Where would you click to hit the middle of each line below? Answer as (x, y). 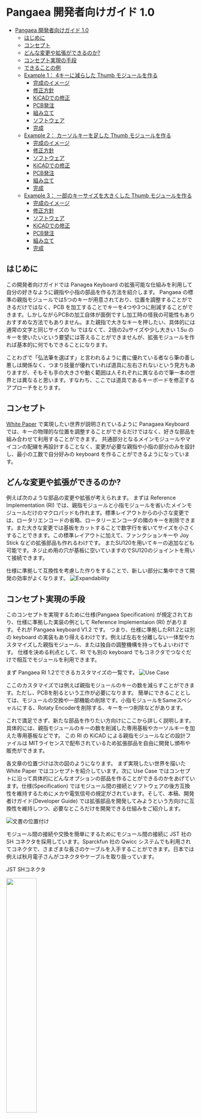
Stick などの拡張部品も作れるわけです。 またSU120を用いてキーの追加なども (100, 543)
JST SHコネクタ (26, 869)
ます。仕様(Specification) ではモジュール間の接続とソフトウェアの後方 (93, 786)
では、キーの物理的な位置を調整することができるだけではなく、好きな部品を (101, 431)
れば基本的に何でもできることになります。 (58, 345)
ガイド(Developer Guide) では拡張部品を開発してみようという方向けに (103, 801)
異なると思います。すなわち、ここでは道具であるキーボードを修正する (108, 380)
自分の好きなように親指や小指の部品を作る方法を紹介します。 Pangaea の (97, 292)
